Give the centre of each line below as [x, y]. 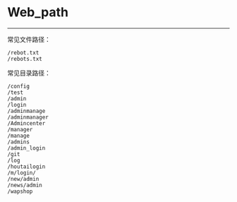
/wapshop [20, 191]
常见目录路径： [29, 73]
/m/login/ [22, 173]
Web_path [38, 12]
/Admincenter [26, 123]
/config [19, 86]
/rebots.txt [25, 59]
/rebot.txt [23, 53]
